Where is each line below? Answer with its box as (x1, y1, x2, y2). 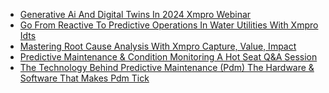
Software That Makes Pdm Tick (19, 72, 150, 84)
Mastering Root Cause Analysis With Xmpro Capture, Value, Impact (19, 40, 297, 52)
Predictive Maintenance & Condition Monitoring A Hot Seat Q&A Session (19, 51, 318, 63)
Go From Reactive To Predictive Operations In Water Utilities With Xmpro (19, 19, 319, 31)
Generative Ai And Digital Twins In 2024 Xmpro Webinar (19, 9, 252, 20)
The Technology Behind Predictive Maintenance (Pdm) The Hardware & (19, 62, 315, 73)
